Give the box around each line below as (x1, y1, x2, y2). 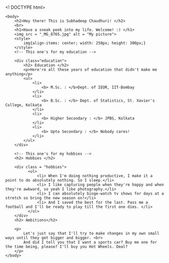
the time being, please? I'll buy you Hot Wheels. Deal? (5, 244, 128, 249)
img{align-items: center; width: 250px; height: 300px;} (23, 40, 146, 46)
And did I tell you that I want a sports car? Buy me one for (23, 240, 157, 245)
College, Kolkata (5, 103, 42, 108)
